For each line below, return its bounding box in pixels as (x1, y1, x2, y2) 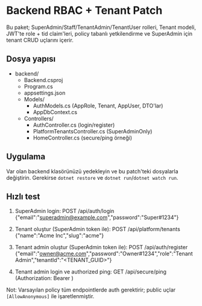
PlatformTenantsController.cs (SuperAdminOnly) (33, 127, 153, 135)
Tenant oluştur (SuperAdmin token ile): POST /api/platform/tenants (14, 226, 181, 233)
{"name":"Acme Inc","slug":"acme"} (14, 232, 104, 239)
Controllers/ (24, 115, 54, 122)
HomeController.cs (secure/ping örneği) (33, 134, 133, 141)
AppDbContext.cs (33, 108, 77, 115)
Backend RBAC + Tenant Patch (6, 4, 163, 18)
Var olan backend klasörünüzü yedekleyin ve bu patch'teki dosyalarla (6, 167, 179, 175)
